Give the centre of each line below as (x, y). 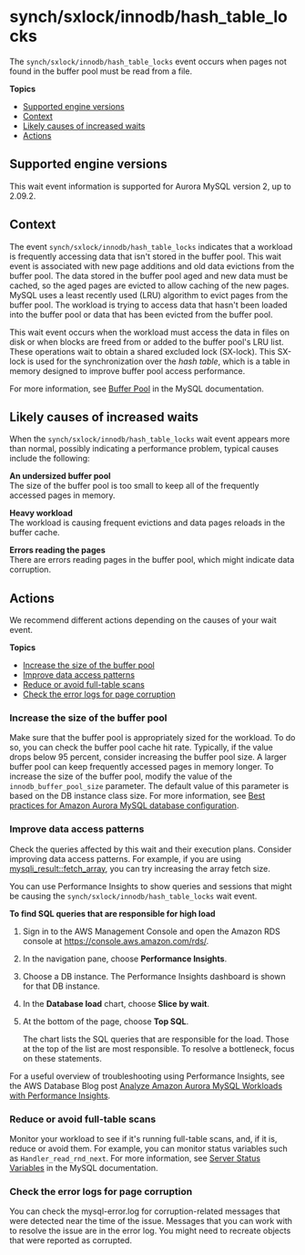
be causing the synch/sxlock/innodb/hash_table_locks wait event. (133, 896)
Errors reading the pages (58, 550)
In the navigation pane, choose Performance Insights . (125, 959)
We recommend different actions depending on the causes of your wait (143, 620)
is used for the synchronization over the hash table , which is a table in (158, 361)
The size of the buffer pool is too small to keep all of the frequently (134, 486)
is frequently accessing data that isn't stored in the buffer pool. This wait (146, 256)
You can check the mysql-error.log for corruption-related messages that (145, 1211)
